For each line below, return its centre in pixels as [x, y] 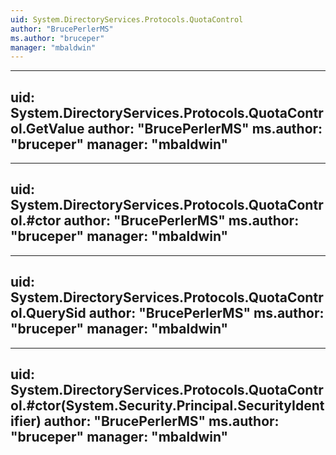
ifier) [26, 421]
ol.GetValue [47, 128]
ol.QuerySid [48, 313]
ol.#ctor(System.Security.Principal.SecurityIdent [167, 406]
